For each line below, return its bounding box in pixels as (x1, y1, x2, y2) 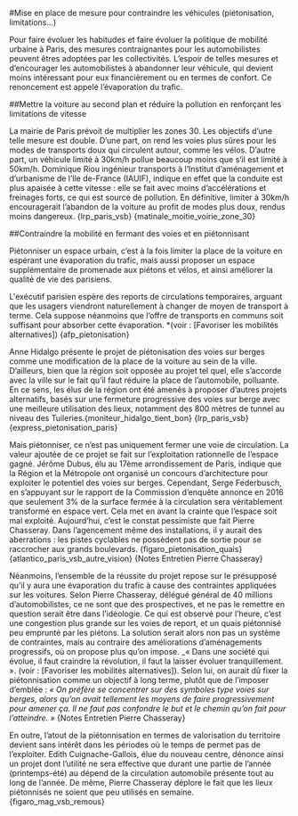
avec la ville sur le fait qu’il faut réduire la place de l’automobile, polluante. (9, 375, 280, 385)
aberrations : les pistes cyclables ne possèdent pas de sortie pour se (9, 534, 262, 545)
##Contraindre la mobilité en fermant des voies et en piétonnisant (9, 228, 250, 239)
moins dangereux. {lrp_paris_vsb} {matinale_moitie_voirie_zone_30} (9, 211, 256, 221)
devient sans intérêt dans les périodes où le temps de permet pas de (9, 739, 261, 750)
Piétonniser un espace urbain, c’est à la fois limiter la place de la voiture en (9, 245, 283, 256)
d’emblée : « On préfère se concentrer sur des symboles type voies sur (9, 684, 270, 695)
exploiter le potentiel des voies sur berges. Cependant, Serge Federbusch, (9, 477, 282, 488)
